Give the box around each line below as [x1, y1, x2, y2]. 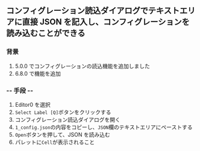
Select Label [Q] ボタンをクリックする [14, 108, 111, 116]
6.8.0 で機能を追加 [14, 70, 61, 77]
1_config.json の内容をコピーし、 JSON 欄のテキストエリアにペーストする [14, 123, 193, 131]
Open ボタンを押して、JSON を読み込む [14, 131, 110, 138]
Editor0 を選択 [14, 101, 51, 108]
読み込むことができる [6, 28, 86, 38]
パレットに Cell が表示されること [14, 138, 95, 146]
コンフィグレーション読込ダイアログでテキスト [6, 5, 180, 16]
